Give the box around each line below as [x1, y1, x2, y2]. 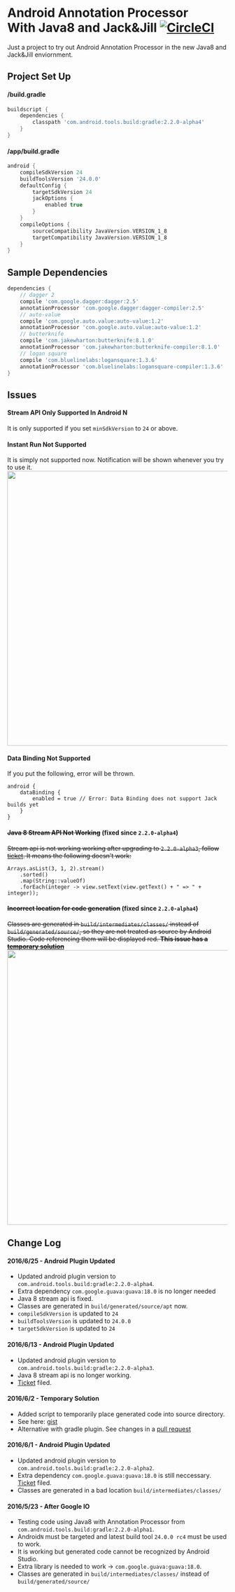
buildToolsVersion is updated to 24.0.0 [17, 1317, 131, 1325]
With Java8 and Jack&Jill [7, 20, 157, 36]
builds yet [7, 802, 39, 809]
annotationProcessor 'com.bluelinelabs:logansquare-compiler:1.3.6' [20, 363, 224, 370]
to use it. [7, 463, 33, 472]
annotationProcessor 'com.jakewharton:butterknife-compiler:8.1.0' [20, 344, 220, 351]
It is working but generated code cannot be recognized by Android [17, 1547, 210, 1556]
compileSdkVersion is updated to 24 [17, 1309, 119, 1318]
